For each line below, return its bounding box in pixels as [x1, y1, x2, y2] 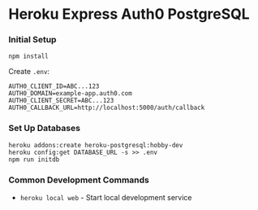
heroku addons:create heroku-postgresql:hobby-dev [8, 141, 183, 149]
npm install [8, 52, 49, 61]
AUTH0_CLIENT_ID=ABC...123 [8, 82, 100, 90]
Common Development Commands [8, 174, 150, 186]
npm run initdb [8, 155, 60, 164]
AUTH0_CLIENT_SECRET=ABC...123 [8, 97, 114, 105]
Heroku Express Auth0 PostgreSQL [8, 5, 250, 24]
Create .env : [8, 67, 50, 77]
